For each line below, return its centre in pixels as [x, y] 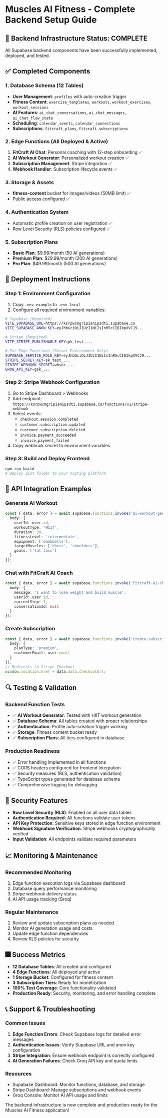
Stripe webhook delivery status [44, 894]
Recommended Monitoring [38, 872]
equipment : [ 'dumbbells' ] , [42, 541]
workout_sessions [30, 108]
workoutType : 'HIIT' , [36, 527]
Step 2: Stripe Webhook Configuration [52, 382]
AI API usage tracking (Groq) [42, 899]
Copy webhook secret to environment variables [61, 445]
